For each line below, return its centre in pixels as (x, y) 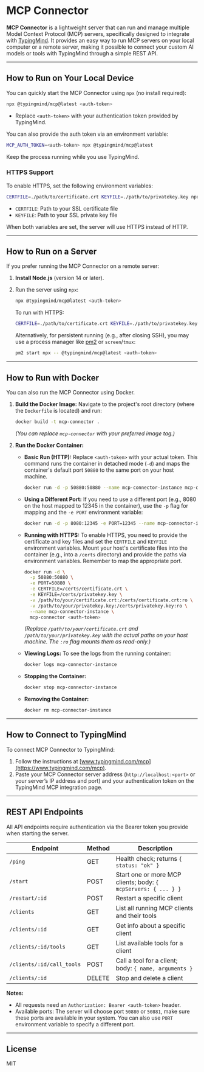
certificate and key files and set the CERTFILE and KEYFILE (96, 541)
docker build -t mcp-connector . (57, 422)
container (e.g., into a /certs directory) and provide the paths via (105, 554)
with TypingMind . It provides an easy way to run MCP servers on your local (100, 40)
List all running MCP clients (155, 908)
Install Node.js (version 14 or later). (59, 278)
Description (155, 848)
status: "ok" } (138, 865)
